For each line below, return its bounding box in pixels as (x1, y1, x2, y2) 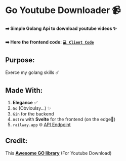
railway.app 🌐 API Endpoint (12, 122, 71, 128)
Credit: (5, 137, 28, 145)
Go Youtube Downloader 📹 (5, 5, 121, 16)
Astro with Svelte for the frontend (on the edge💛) (12, 116, 116, 122)
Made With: (5, 86, 43, 95)
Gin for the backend (12, 111, 54, 117)
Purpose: (5, 56, 35, 64)
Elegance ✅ (12, 100, 38, 105)
